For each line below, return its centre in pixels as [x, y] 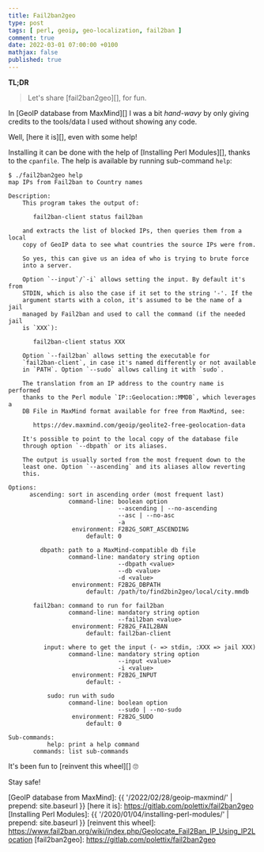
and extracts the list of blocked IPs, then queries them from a [132, 231]
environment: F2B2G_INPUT [114, 675]
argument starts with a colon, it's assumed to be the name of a [132, 300]
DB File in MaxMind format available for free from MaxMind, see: [134, 411]
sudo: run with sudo [81, 696]
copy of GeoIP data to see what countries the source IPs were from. [140, 244]
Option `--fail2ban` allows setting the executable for [117, 355]
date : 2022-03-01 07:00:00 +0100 [63, 45]
